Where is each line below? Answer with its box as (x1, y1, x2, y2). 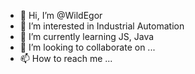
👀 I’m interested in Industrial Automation (19, 20, 185, 32)
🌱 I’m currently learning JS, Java (19, 31, 155, 42)
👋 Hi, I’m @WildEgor (19, 10, 103, 21)
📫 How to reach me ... (19, 53, 113, 64)
